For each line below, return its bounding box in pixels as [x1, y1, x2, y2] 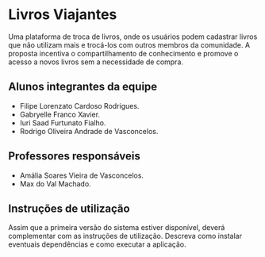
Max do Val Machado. [19, 178, 91, 188]
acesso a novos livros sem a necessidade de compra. [8, 57, 184, 67]
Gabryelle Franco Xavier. [19, 109, 101, 119]
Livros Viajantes [8, 6, 117, 24]
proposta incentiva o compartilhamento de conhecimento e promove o [8, 48, 239, 58]
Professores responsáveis [8, 149, 140, 163]
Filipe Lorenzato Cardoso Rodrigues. [19, 101, 140, 110]
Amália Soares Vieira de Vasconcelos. [19, 171, 144, 180]
